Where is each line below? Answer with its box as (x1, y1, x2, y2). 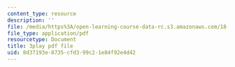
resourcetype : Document (7, 36, 77, 43)
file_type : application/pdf (7, 29, 90, 37)
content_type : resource (7, 10, 77, 17)
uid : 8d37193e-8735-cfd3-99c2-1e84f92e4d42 (7, 50, 136, 57)
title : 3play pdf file (7, 43, 73, 50)
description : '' (7, 17, 55, 24)
